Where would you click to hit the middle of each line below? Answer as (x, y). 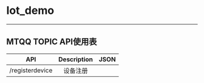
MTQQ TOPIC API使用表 (52, 42)
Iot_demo (30, 11)
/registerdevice (31, 70)
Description (76, 59)
